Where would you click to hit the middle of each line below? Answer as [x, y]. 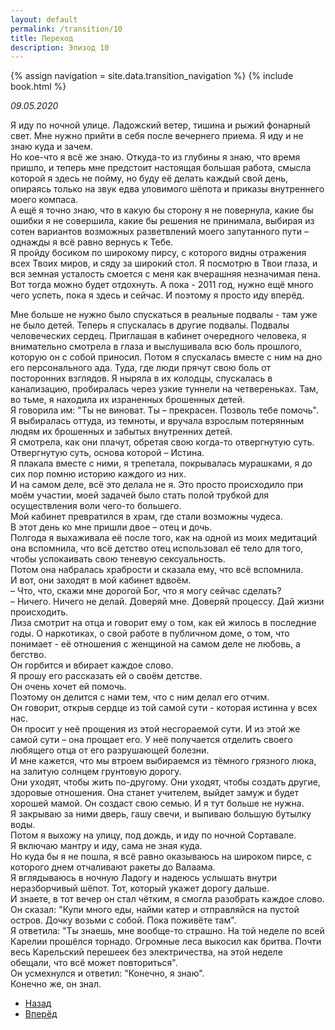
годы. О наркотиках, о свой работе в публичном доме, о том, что [150, 633]
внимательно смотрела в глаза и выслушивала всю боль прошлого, [156, 347]
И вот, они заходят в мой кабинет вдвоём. [101, 580]
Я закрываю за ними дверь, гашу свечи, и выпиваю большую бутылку [161, 814]
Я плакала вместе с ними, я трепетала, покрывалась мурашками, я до [161, 463]
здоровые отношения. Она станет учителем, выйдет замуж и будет [155, 793]
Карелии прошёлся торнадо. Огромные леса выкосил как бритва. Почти [166, 942]
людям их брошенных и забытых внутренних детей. [121, 432]
